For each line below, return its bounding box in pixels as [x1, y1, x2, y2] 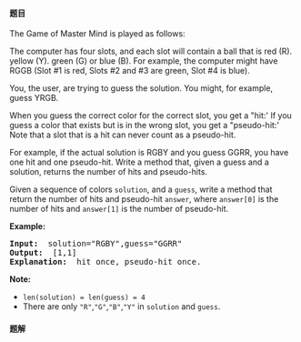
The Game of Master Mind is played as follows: [9, 28, 186, 39]
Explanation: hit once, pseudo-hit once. [9, 256, 202, 267]
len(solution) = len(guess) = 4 [22, 293, 145, 303]
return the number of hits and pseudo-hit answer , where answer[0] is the [9, 194, 279, 205]
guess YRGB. [9, 93, 59, 104]
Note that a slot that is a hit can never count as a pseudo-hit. [9, 129, 236, 140]
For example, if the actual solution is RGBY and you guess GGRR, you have [9, 147, 289, 158]
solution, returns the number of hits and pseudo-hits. [9, 166, 207, 177]
